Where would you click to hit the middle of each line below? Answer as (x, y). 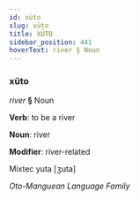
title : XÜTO (31, 34)
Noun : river (30, 135)
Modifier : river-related (50, 152)
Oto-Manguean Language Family (69, 186)
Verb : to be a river (42, 118)
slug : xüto (29, 26)
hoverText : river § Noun (55, 50)
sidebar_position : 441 (51, 42)
